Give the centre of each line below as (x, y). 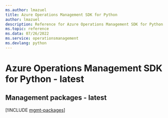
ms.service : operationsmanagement (42, 39)
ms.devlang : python (26, 43)
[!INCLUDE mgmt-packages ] (35, 110)
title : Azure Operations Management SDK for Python (61, 15)
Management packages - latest (56, 98)
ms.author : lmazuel (26, 10)
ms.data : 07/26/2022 (27, 34)
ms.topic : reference (27, 29)
